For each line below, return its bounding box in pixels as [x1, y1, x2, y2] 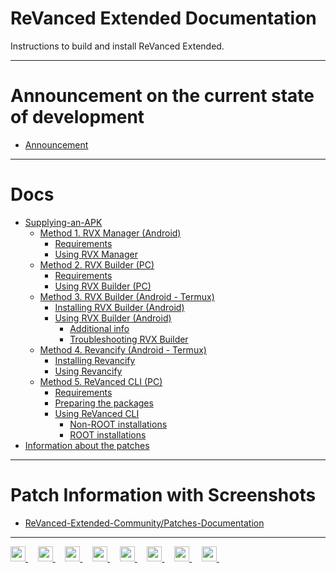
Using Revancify [54, 365, 123, 377]
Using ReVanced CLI [54, 407, 140, 419]
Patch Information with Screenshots [10, 484, 317, 506]
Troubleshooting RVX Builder [69, 333, 189, 345]
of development [10, 106, 145, 129]
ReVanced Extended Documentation [10, 7, 317, 30]
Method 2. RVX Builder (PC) [39, 258, 155, 271]
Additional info [69, 322, 130, 334]
